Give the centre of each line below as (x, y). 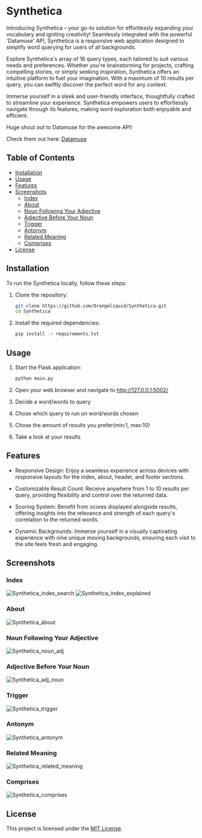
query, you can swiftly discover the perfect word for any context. (87, 84)
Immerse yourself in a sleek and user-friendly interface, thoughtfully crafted (100, 96)
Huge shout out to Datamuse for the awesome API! (69, 127)
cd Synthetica (33, 311)
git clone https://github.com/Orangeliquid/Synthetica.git (91, 306)
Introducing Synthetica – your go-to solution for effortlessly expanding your (100, 28)
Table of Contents (41, 158)
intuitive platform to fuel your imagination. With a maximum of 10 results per (100, 78)
